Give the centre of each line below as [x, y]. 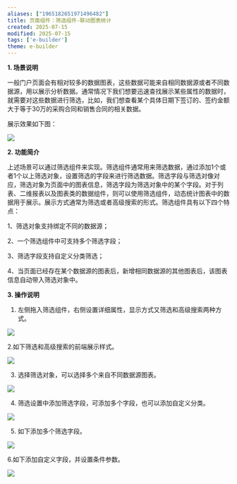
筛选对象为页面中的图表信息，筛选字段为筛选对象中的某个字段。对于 [118, 185]
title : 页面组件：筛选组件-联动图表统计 [59, 20]
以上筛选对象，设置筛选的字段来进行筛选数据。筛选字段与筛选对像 [118, 176]
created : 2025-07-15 [38, 27]
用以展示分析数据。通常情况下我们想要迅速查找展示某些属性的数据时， [128, 91]
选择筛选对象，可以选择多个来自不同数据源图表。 [89, 375]
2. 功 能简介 [24, 152]
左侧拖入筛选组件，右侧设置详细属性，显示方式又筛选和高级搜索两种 [116, 310]
